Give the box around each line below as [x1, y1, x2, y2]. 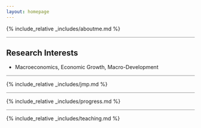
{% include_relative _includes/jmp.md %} [6, 81, 108, 88]
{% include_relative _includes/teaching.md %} [6, 115, 120, 122]
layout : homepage [6, 8, 50, 15]
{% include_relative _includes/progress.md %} [6, 98, 121, 105]
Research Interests [6, 48, 78, 58]
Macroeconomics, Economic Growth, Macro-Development [14, 64, 159, 71]
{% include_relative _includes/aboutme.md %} [6, 25, 121, 32]
